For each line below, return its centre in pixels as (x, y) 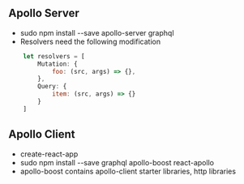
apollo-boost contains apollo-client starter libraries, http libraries (128, 171)
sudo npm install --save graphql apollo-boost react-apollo (117, 162)
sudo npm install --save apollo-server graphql (97, 32)
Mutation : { (58, 64)
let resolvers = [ (54, 56)
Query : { (52, 87)
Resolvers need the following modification (90, 41)
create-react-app (49, 154)
